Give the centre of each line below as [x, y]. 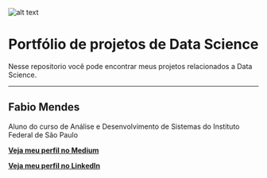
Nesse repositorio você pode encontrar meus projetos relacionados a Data [130, 66]
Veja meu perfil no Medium [54, 150]
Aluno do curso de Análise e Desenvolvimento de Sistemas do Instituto [124, 126]
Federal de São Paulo [43, 134]
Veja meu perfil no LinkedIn [54, 165]
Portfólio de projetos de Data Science [133, 44]
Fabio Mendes [44, 107]
